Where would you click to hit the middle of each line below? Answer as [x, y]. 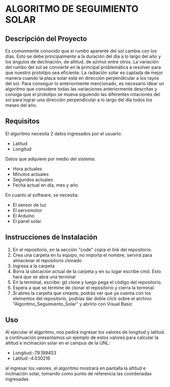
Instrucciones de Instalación [51, 237]
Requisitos [22, 121]
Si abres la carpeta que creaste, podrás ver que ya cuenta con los [82, 293]
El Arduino [23, 216]
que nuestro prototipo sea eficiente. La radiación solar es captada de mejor [84, 73]
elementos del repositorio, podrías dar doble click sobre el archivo [82, 298]
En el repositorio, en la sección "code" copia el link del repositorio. [82, 249]
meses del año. [21, 105]
